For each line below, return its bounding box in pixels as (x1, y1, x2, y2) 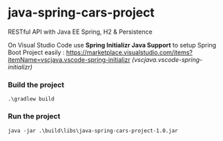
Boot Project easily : (8, 48, 65, 56)
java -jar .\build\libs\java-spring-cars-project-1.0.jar (8, 127, 178, 134)
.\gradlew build (8, 96, 55, 102)
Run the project (8, 111, 61, 121)
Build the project (8, 80, 65, 89)
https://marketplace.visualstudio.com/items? (66, 48, 193, 56)
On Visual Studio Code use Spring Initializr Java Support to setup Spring (8, 41, 217, 49)
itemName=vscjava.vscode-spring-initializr (8, 55, 130, 63)
